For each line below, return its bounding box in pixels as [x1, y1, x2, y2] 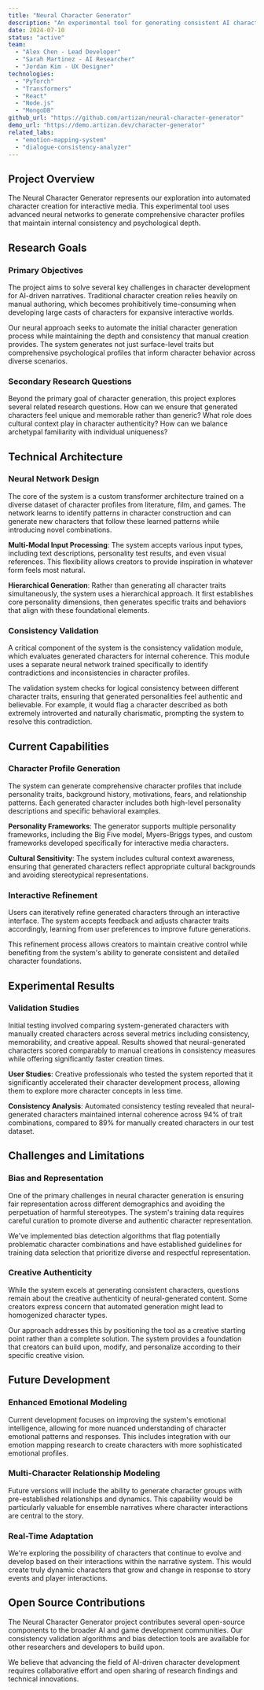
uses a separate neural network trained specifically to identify [8, 660, 208, 670]
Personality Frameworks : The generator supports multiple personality [8, 821, 236, 831]
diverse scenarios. [8, 356, 68, 366]
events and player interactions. [8, 1574, 108, 1583]
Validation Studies [8, 1002, 80, 1013]
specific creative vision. [8, 1350, 85, 1360]
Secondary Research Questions [8, 375, 132, 386]
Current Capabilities [8, 740, 109, 753]
